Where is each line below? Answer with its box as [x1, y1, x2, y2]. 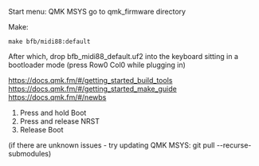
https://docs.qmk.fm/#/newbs [8, 93, 107, 102]
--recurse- [216, 140, 252, 150]
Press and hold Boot [19, 108, 87, 117]
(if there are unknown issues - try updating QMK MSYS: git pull [8, 140, 215, 150]
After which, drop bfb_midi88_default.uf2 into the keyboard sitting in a [8, 52, 239, 61]
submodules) [8, 149, 52, 158]
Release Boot [19, 125, 64, 134]
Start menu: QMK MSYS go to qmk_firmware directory [8, 7, 186, 16]
